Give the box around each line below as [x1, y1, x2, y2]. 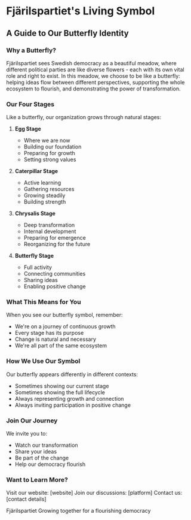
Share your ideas [14, 448, 57, 455]
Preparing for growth [23, 150, 76, 157]
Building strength [23, 198, 66, 205]
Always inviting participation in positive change [14, 401, 131, 409]
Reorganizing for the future [23, 241, 91, 248]
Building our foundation [23, 143, 82, 150]
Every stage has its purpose [14, 329, 84, 337]
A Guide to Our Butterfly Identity [6, 28, 130, 38]
